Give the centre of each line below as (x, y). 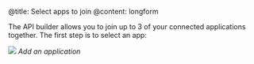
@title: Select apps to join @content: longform (83, 11)
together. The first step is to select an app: (77, 35)
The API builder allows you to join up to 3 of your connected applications (127, 26)
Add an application (49, 51)
